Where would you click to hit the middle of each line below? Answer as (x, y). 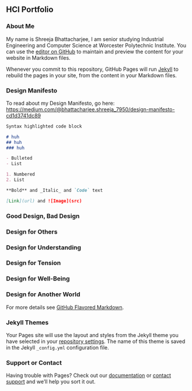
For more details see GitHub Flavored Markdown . (65, 307)
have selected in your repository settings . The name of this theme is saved (96, 341)
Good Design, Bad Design (43, 216)
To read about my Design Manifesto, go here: (60, 103)
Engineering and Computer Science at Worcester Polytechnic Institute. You (96, 45)
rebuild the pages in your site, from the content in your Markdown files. (91, 75)
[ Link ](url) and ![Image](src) (44, 201)
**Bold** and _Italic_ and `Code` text (55, 190)
